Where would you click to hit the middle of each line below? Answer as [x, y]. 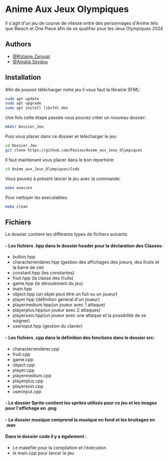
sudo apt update [22, 99]
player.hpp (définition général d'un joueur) [56, 299]
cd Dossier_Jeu [21, 146]
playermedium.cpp [32, 375]
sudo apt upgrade [23, 103]
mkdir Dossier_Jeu [24, 127]
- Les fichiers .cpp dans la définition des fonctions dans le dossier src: [80, 338]
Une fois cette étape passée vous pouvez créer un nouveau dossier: [76, 118]
